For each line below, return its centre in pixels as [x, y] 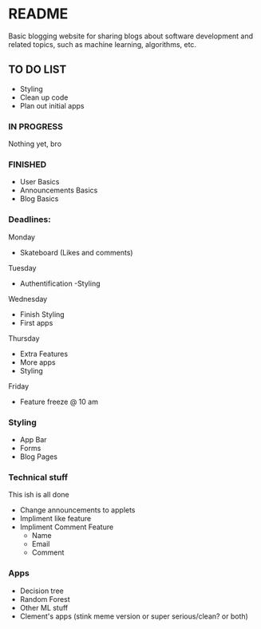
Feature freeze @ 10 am [59, 402]
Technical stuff [38, 477]
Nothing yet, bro [35, 144]
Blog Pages [39, 457]
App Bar [33, 439]
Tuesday [22, 267]
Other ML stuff [44, 607]
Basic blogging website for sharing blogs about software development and [131, 36]
